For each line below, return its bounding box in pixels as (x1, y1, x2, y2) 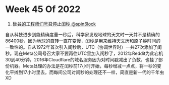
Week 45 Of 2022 (5, 4, 81, 15)
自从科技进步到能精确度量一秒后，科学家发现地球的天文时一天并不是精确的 (5, 31, 160, 37)
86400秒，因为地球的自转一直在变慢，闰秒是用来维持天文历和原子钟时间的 (5, 38, 161, 44)
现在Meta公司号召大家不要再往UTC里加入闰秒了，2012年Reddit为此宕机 (14, 50, 163, 56)
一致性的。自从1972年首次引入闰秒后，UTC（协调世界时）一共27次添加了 (5, 44, 158, 50)
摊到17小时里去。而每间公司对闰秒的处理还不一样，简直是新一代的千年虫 (14, 69, 164, 75)
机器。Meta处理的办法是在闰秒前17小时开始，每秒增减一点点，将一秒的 (9, 63, 157, 69)
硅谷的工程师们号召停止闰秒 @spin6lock (12, 21, 96, 27)
